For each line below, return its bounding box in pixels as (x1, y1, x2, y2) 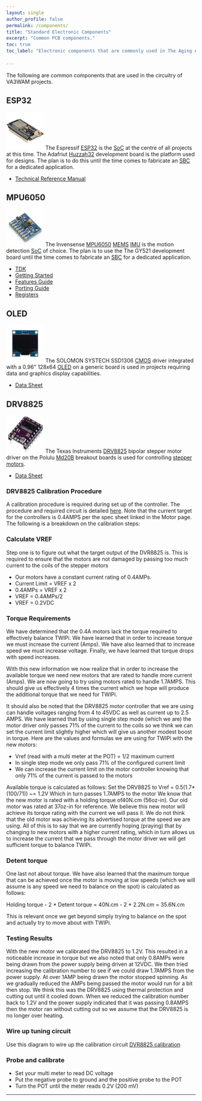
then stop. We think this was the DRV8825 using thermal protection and (6, 986, 183, 994)
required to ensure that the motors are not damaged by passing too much (6, 555, 188, 563)
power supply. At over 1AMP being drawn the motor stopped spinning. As (6, 974, 188, 981)
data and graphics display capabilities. (6, 370, 102, 377)
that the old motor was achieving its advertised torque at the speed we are (6, 815, 191, 823)
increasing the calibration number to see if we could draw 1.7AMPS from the (6, 967, 194, 974)
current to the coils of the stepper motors (6, 561, 109, 569)
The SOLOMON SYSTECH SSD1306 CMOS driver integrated (44, 357, 194, 365)
